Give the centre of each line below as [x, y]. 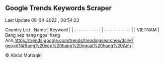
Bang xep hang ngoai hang [33, 35]
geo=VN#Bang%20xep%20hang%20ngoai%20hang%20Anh [68, 45]
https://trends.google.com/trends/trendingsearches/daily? [74, 40]
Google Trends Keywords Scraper [58, 8]
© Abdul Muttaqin [24, 55]
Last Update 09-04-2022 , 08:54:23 [42, 20]
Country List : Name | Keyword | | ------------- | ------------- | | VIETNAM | [82, 30]
